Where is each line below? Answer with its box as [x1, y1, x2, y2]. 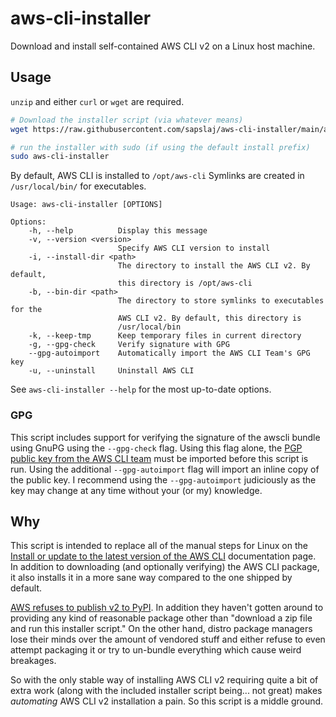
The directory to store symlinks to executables [117, 296, 325, 306]
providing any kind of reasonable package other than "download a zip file [10, 612, 313, 624]
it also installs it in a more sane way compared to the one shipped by [10, 572, 293, 584]
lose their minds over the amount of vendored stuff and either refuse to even [10, 633, 326, 646]
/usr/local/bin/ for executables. [10, 180, 147, 192]
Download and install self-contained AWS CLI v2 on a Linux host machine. [10, 40, 316, 52]
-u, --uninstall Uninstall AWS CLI [28, 366, 195, 376]
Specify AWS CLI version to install [117, 243, 271, 254]
